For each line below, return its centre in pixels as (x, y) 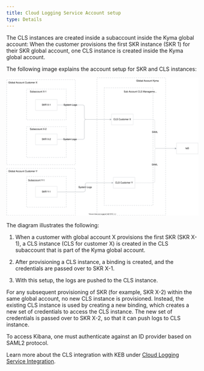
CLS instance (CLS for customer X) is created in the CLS (98, 243)
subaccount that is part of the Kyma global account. (80, 250)
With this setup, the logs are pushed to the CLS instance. (86, 280)
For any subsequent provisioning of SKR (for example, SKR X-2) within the (99, 292)
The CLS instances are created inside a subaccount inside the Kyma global (100, 37)
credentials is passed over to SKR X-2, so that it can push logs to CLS (93, 318)
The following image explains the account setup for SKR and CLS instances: (101, 69)
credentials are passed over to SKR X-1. (65, 268)
